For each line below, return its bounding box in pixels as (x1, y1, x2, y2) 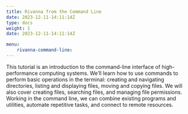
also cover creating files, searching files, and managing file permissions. (6, 88, 182, 96)
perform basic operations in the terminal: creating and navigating (6, 75, 164, 83)
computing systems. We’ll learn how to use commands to (39, 69, 179, 77)
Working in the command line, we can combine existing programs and (6, 94, 176, 102)
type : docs (6, 20, 33, 26)
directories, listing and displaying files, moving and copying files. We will (6, 82, 183, 89)
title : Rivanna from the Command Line (6, 8, 102, 15)
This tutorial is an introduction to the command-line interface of (6, 63, 161, 70)
